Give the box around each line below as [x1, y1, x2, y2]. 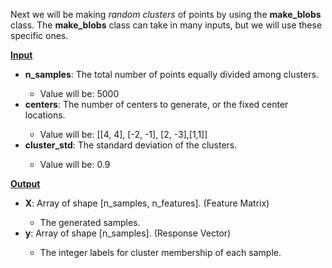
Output [10, 178, 41, 189]
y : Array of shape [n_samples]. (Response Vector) [24, 227, 232, 239]
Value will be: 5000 [39, 88, 120, 99]
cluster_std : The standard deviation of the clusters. [24, 139, 238, 151]
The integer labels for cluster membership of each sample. [39, 247, 282, 258]
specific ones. [10, 30, 69, 41]
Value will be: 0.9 [39, 159, 111, 170]
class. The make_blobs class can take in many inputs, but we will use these [10, 19, 323, 31]
